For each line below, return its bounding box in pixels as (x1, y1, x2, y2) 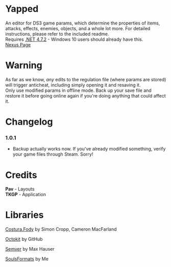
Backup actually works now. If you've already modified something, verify (12, 146, 166, 152)
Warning (5, 60, 42, 71)
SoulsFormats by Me (5, 256, 48, 262)
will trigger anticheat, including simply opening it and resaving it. (5, 82, 141, 88)
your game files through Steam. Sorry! (12, 151, 93, 157)
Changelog (5, 116, 53, 128)
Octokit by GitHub (5, 236, 43, 242)
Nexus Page (5, 41, 31, 47)
